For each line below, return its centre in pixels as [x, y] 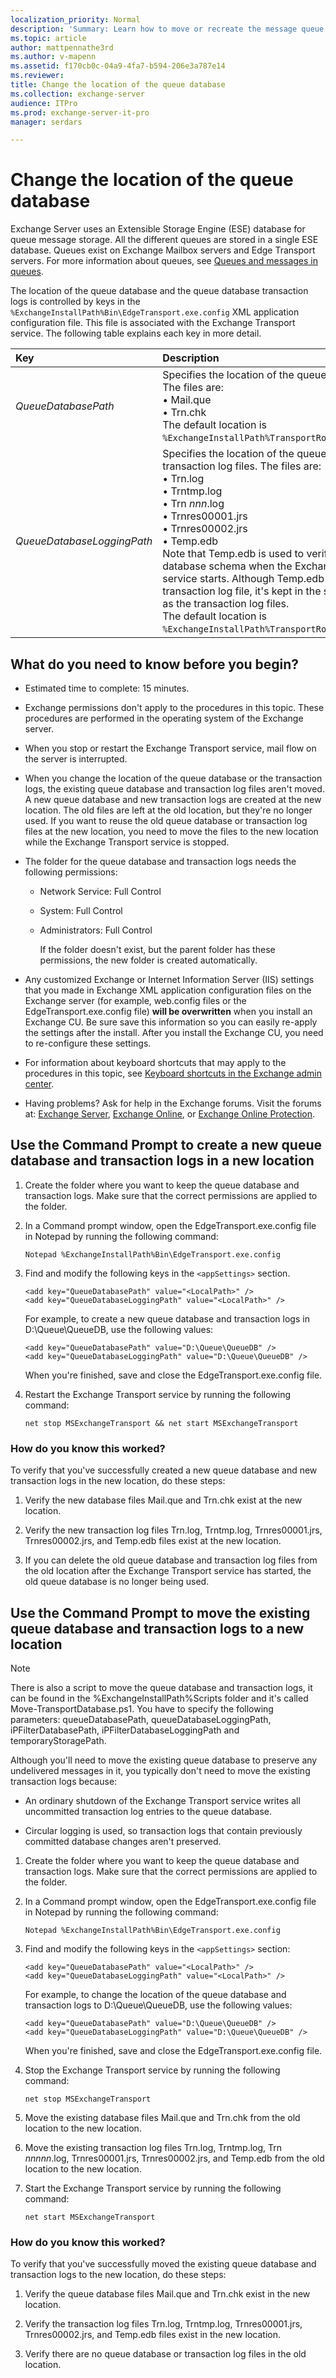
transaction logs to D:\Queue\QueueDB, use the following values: [158, 2005]
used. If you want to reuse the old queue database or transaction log [166, 820]
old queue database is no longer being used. [117, 1582]
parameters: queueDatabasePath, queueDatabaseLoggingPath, [141, 1719]
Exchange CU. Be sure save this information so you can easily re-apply [171, 1022]
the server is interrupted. [76, 759]
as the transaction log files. [226, 604]
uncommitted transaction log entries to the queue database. [148, 1811]
